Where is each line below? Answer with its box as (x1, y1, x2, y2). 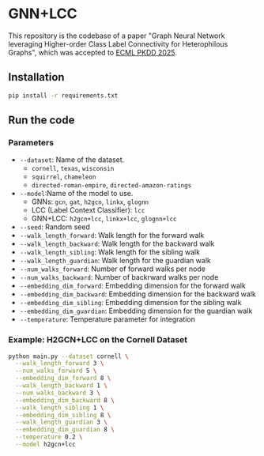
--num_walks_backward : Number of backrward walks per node (19, 273, 219, 282)
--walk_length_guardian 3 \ (15, 418, 108, 427)
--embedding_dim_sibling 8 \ (15, 411, 111, 419)
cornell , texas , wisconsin (31, 164, 115, 173)
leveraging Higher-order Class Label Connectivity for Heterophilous (8, 39, 228, 48)
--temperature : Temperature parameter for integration (19, 315, 196, 324)
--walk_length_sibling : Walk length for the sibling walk (19, 247, 200, 257)
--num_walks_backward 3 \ (15, 389, 101, 397)
